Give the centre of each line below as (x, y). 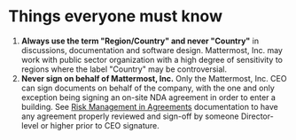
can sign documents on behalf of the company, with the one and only (148, 88)
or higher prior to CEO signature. (100, 125)
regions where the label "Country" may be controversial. (124, 69)
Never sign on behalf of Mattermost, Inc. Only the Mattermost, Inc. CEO (154, 78)
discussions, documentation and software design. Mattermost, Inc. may (152, 50)
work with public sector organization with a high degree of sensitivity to (152, 59)
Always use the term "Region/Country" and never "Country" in (140, 41)
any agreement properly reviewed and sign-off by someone (130, 116)
